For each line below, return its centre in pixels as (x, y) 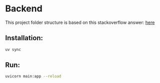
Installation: (24, 38)
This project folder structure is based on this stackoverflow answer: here (80, 22)
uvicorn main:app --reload (33, 77)
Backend (24, 9)
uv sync (13, 49)
